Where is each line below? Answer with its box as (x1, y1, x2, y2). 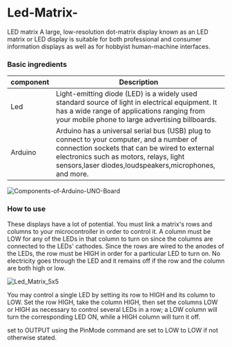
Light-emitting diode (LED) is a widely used (56, 89, 197, 99)
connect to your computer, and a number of (56, 135, 198, 144)
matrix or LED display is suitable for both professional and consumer (7, 34, 202, 43)
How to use (7, 204, 46, 214)
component (10, 77, 50, 87)
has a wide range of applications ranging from (56, 106, 206, 116)
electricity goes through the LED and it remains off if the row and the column (7, 257, 225, 265)
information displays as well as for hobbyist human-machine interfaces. (7, 42, 211, 50)
